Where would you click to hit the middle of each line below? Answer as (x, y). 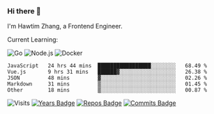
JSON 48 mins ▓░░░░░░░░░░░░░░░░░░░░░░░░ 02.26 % (107, 78)
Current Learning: (33, 40)
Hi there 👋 (24, 11)
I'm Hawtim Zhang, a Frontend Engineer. (65, 26)
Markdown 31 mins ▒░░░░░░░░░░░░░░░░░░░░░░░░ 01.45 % (107, 84)
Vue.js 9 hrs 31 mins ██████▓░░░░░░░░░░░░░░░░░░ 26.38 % (107, 72)
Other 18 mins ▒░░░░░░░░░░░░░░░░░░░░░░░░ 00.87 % (107, 90)
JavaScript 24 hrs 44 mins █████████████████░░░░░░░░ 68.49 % (107, 66)
